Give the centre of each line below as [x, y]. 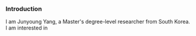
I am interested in [27, 28]
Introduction [24, 9]
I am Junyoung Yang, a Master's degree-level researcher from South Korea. [98, 22]
